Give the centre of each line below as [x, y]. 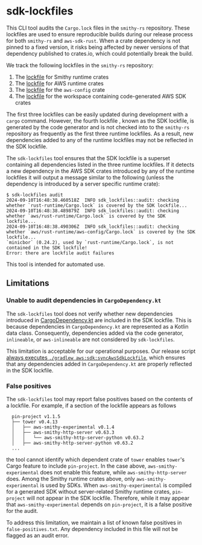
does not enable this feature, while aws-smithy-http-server [113, 472]
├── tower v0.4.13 [35, 422]
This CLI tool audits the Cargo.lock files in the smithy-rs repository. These [98, 28]
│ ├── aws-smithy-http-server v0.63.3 [63, 432]
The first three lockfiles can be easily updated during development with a [97, 114]
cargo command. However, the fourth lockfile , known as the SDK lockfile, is [100, 121]
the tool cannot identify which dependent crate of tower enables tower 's [96, 459]
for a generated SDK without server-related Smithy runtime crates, [89, 491]
